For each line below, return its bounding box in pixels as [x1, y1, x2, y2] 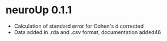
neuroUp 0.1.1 [5, 3, 72, 17]
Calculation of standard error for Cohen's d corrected [14, 23, 144, 29]
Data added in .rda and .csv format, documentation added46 [14, 28, 161, 35]
